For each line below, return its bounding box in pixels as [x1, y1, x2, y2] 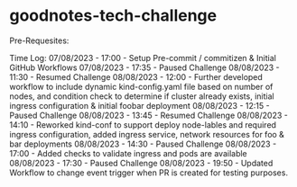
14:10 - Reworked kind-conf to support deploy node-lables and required [9, 119, 277, 130]
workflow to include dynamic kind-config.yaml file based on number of [9, 81, 274, 92]
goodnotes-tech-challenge [9, 5, 218, 26]
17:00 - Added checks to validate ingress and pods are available [9, 147, 248, 158]
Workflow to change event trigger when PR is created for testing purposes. [9, 167, 289, 178]
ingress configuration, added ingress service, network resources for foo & [9, 129, 284, 139]
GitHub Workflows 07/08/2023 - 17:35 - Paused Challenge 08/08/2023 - [9, 62, 280, 73]
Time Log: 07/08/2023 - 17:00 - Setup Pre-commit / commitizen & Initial [9, 52, 277, 63]
